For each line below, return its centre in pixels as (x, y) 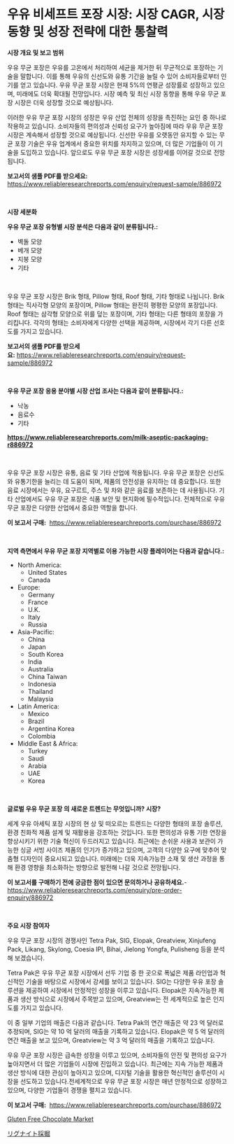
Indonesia (42, 684)
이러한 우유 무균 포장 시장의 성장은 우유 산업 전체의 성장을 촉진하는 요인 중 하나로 (117, 117)
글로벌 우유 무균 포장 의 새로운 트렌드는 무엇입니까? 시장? (84, 809)
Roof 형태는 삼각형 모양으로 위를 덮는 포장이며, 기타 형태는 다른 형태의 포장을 (112, 314)
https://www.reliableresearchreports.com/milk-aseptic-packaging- (108, 437)
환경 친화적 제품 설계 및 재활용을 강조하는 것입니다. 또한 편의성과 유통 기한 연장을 (117, 832)
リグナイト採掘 (29, 1133)
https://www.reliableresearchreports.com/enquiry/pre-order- (95, 890)
